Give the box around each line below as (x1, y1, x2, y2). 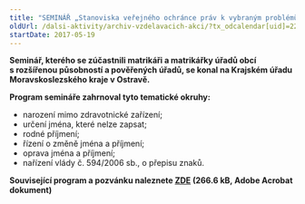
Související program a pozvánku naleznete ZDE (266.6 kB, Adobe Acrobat (9, 175, 293, 186)
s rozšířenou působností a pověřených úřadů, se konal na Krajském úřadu (9, 64, 293, 75)
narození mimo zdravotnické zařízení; (22, 110, 163, 121)
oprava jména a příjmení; (22, 148, 116, 159)
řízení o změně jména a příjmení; (22, 138, 145, 150)
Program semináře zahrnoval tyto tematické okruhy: (9, 92, 211, 102)
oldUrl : (9, 22, 39, 31)
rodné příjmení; (22, 129, 80, 140)
